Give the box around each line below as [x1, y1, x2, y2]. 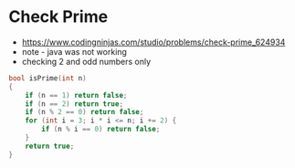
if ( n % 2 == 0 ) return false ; [25, 108, 144, 117]
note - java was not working [21, 46, 127, 57]
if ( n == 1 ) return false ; [25, 90, 128, 100]
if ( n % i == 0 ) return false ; [41, 125, 161, 134]
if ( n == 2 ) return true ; [25, 99, 124, 109]
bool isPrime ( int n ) [8, 73, 88, 83]
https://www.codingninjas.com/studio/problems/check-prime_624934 [21, 37, 286, 47]
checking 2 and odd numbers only [21, 56, 152, 67]
